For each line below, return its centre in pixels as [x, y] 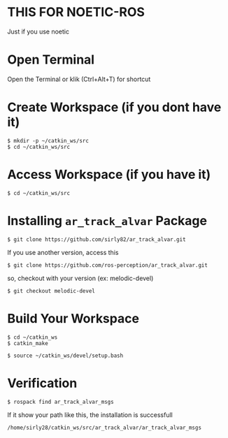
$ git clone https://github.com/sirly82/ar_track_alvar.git [97, 239]
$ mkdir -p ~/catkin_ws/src [48, 140]
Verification [42, 383]
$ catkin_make [28, 343]
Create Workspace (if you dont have [114, 107]
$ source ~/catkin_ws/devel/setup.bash [65, 356]
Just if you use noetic [38, 31]
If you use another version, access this [63, 252]
